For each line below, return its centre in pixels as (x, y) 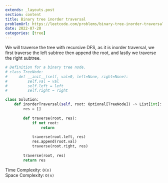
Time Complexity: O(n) (28, 170)
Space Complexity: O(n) (30, 175)
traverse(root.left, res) (59, 137)
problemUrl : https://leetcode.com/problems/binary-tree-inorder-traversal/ (86, 24)
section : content (23, 15)
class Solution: (22, 100)
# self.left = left (34, 86)
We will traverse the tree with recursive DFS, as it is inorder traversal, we (80, 47)
